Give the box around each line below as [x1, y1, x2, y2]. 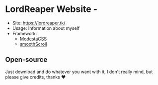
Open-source [5, 56, 48, 64]
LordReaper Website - [5, 3, 98, 15]
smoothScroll [19, 41, 47, 47]
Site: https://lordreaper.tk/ [12, 20, 66, 26]
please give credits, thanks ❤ [5, 74, 66, 80]
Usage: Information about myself [12, 25, 80, 31]
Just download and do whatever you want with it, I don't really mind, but [5, 69, 153, 75]
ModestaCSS [19, 36, 47, 42]
